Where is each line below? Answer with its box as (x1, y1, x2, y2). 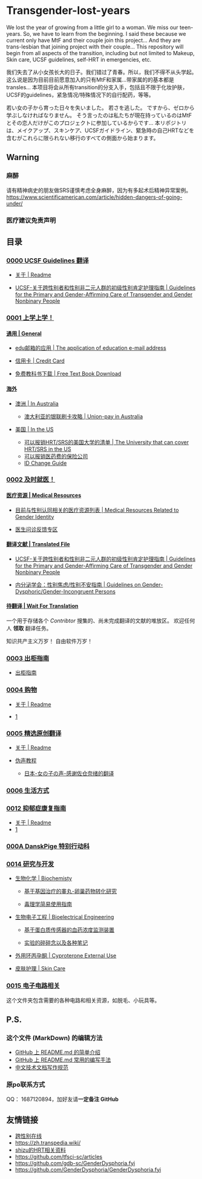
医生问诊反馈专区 (15, 526, 58, 533)
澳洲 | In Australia (15, 399, 59, 407)
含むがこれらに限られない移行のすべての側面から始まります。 (6, 134, 159, 141)
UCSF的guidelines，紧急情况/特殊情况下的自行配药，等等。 (6, 91, 154, 98)
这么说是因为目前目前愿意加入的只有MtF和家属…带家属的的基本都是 (6, 76, 174, 83)
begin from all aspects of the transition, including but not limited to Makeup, (6, 49, 195, 56)
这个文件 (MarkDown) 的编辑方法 (6, 1034, 103, 1043)
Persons (94, 587, 116, 595)
